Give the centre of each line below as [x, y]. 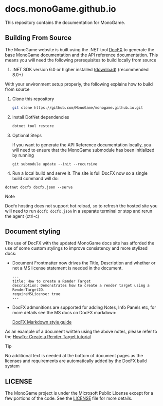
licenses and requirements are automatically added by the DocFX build [76, 361]
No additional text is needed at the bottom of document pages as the [74, 356]
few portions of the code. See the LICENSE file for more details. [69, 398]
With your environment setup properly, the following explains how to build [79, 84]
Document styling [33, 231]
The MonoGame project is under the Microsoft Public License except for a [79, 393]
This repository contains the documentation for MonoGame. [65, 22]
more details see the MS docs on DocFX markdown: [64, 313]
